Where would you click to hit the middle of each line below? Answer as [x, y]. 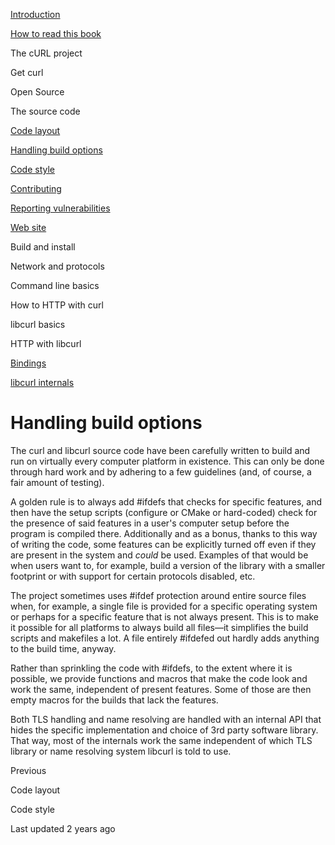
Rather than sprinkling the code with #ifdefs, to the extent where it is [151, 668]
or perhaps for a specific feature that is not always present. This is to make [165, 616]
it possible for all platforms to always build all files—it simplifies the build [159, 627]
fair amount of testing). [57, 482]
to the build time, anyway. [63, 648]
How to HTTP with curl [57, 305]
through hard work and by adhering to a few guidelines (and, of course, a [161, 471]
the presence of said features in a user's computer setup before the [150, 523]
